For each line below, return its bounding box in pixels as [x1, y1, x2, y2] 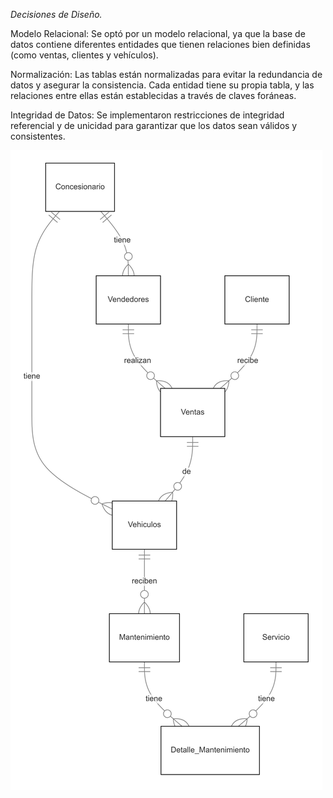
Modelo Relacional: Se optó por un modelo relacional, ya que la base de [10, 28, 306, 39]
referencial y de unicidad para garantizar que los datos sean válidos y [10, 120, 298, 131]
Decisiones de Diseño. [10, 9, 103, 20]
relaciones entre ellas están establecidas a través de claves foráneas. [10, 90, 297, 101]
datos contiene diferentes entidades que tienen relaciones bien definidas [10, 39, 311, 50]
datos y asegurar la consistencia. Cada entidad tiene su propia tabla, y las [10, 79, 315, 91]
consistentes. [10, 130, 66, 142]
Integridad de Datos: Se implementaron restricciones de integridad [10, 109, 285, 121]
